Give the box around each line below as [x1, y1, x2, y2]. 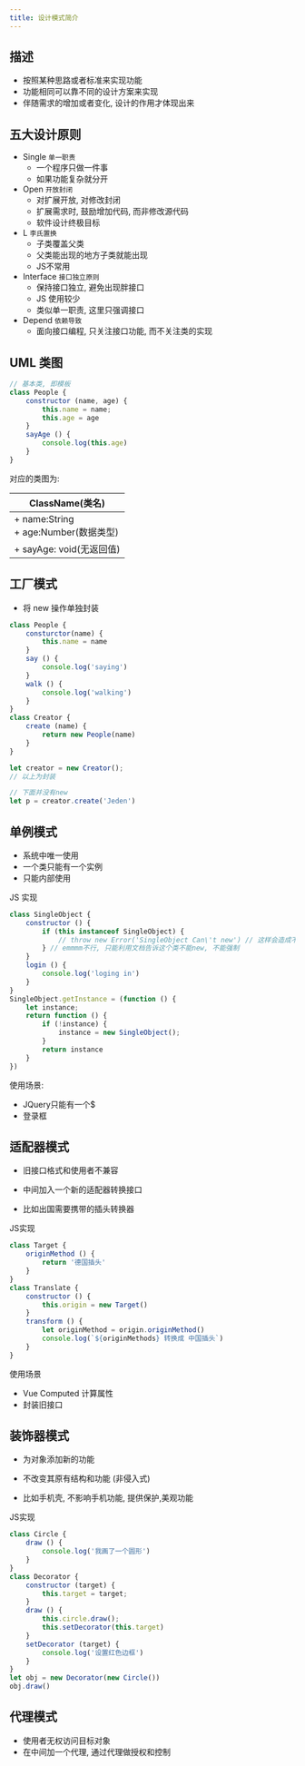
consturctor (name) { [25, 628, 103, 638]
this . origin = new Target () [42, 1300, 148, 1309]
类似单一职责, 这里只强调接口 [35, 305, 145, 316]
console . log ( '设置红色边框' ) [42, 1648, 144, 1657]
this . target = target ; [42, 1589, 128, 1598]
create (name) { [25, 722, 88, 731]
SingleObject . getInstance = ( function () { [9, 994, 177, 1003]
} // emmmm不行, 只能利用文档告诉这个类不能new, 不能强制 [42, 943, 240, 953]
